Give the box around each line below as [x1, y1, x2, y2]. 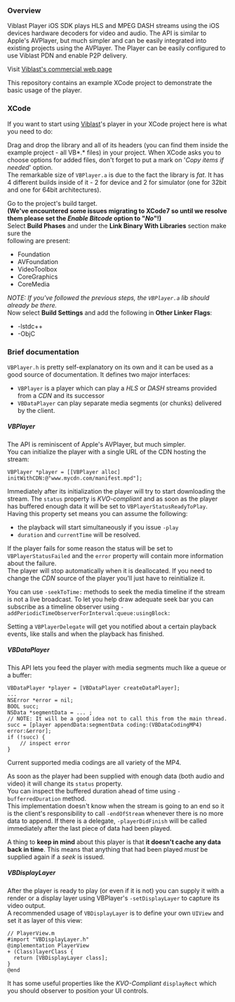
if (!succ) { [7, 733, 46, 741]
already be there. [7, 301, 58, 309]
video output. [7, 901, 46, 909]
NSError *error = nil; [7, 697, 74, 704]
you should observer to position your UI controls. [7, 986, 149, 995]
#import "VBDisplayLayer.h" [7, 936, 90, 943]
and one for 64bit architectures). [7, 185, 102, 194]
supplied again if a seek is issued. [7, 852, 105, 861]
